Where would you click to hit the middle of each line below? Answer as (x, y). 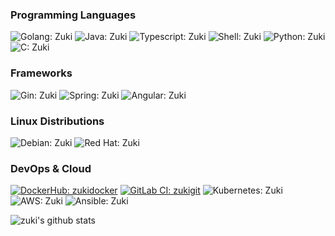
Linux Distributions (57, 121)
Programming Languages (73, 15)
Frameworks (41, 73)
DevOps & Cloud (51, 168)
